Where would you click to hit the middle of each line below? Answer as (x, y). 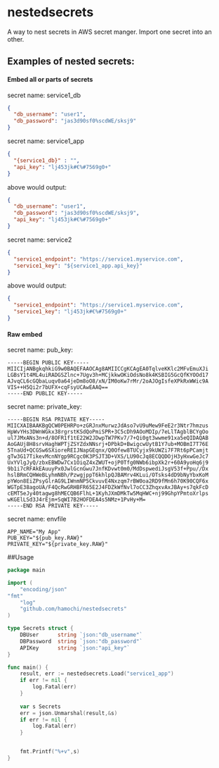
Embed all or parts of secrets (50, 79)
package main (26, 570)
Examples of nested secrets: (71, 62)
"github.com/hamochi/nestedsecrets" (74, 609)
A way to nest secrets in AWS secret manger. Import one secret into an (109, 32)
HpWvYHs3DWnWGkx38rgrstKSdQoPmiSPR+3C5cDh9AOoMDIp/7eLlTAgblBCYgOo (108, 432)
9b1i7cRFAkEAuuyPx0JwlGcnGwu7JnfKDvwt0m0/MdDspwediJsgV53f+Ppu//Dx (108, 469)
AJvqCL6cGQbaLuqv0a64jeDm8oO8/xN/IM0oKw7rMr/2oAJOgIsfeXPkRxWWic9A (108, 381)
